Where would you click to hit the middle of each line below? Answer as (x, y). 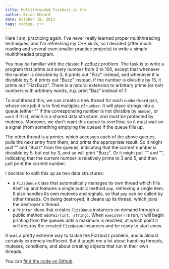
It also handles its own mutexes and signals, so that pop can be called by (88, 194)
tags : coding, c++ (24, 24)
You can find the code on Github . (40, 261)
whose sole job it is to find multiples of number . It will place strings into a (80, 106)
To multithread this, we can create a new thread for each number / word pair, (82, 101)
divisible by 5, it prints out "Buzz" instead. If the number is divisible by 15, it (83, 80)
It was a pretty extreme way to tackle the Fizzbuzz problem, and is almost (82, 236)
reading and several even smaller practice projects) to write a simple (76, 49)
